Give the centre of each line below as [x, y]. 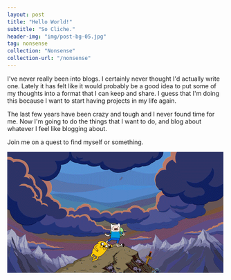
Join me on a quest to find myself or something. [75, 142]
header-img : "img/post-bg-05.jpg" [57, 37]
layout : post [26, 14]
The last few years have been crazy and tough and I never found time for [111, 114]
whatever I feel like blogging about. [57, 128]
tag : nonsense [28, 44]
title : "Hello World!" [40, 22]
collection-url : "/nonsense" [49, 59]
